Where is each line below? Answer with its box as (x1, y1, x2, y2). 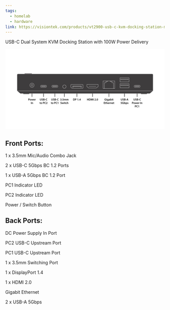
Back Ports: (5, 216, 43, 225)
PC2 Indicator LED (5, 192, 44, 198)
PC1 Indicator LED (5, 182, 43, 188)
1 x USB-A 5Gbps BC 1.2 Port (5, 172, 66, 178)
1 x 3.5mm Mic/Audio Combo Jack (5, 152, 77, 159)
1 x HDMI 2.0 (5, 279, 32, 285)
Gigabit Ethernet (5, 289, 39, 295)
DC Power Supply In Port (5, 230, 57, 236)
